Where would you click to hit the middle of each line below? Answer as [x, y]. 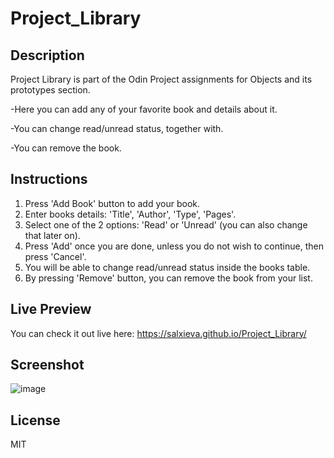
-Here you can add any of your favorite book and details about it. [144, 109]
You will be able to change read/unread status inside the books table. [167, 267]
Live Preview [51, 309]
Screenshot [47, 365]
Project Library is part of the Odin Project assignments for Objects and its [161, 79]
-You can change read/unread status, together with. [117, 128]
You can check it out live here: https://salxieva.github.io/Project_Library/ [158, 333]
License [35, 420]
